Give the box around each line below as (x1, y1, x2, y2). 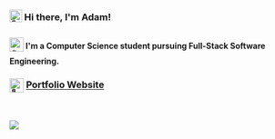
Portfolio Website (25, 78, 105, 91)
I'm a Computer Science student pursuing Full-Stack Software (25, 40, 266, 51)
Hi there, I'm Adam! (24, 10, 112, 23)
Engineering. (9, 55, 60, 66)
